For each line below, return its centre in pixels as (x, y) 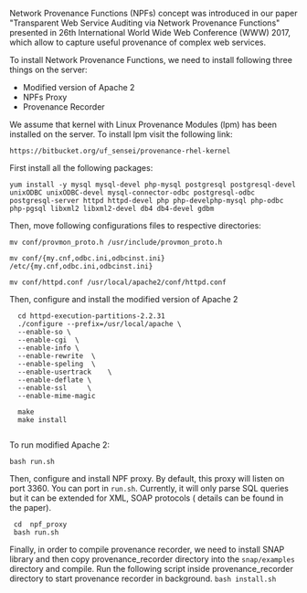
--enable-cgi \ (48, 340)
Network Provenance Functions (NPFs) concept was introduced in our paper (153, 13)
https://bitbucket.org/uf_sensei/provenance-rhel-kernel (120, 151)
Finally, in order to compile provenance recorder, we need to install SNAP (147, 549)
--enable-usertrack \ (65, 372)
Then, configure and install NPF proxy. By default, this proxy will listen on (147, 478)
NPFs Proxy (45, 97)
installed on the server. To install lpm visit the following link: (121, 134)
